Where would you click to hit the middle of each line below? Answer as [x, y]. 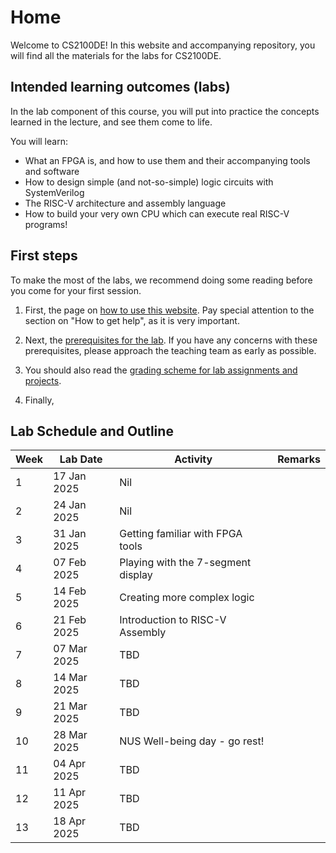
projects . [43, 380]
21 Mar [70, 706]
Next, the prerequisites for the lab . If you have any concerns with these [171, 340]
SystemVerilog [54, 192]
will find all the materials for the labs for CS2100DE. [116, 55]
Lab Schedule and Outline [92, 431]
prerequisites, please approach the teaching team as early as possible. [170, 350]
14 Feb [70, 591]
